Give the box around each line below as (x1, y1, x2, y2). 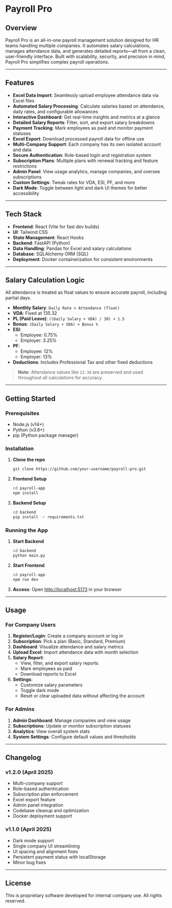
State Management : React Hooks (12, 234, 84, 240)
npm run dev (12, 577, 38, 582)
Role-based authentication (12, 785, 69, 792)
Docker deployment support (12, 813, 73, 819)
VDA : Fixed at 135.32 (12, 310, 57, 316)
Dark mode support (12, 837, 54, 843)
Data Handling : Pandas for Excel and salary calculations (12, 245, 132, 251)
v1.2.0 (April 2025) (5, 769, 53, 776)
